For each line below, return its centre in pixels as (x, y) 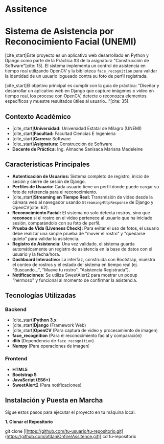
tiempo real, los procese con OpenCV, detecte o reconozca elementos (76, 96)
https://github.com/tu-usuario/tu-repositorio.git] (75, 431)
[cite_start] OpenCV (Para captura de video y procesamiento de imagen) (85, 331)
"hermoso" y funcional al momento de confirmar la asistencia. (75, 280)
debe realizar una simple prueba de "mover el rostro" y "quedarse (79, 233)
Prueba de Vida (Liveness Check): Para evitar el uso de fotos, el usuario (85, 228)
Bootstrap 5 (24, 375)
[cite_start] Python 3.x (34, 320)
